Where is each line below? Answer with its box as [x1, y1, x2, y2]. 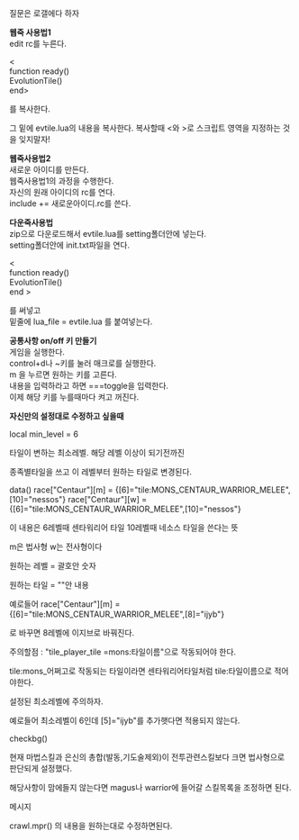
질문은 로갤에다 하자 [9, 8, 79, 18]
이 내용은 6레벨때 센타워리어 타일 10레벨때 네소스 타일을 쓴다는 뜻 [9, 522, 239, 533]
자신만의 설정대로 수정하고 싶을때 [9, 411, 124, 421]
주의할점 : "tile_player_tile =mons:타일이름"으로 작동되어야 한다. [9, 646, 237, 657]
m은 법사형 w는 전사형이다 [9, 541, 103, 552]
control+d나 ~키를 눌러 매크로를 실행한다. [9, 358, 157, 368]
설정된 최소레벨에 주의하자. [9, 696, 104, 707]
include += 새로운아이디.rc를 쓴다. [9, 198, 131, 209]
